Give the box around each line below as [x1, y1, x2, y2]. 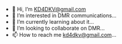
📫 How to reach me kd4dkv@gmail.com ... [11, 32, 117, 38]
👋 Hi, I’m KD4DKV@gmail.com [11, 6, 86, 12]
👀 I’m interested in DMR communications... [11, 12, 117, 19]
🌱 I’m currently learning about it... [11, 18, 94, 25]
